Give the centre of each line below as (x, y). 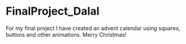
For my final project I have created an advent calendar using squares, (93, 28)
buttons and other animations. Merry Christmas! (66, 34)
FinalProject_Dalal (53, 11)
